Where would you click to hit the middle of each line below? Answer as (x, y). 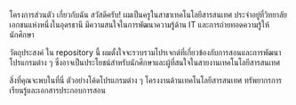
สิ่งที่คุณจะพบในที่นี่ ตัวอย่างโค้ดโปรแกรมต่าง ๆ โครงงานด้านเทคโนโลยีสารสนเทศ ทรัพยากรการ (146, 80)
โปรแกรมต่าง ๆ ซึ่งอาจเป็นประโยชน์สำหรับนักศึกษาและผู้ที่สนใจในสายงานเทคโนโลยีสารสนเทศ (144, 62)
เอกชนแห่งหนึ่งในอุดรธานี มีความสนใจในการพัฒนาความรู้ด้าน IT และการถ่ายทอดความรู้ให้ (139, 24)
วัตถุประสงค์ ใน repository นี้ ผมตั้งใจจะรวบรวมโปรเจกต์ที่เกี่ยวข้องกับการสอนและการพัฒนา (145, 52)
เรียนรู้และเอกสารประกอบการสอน (58, 90)
